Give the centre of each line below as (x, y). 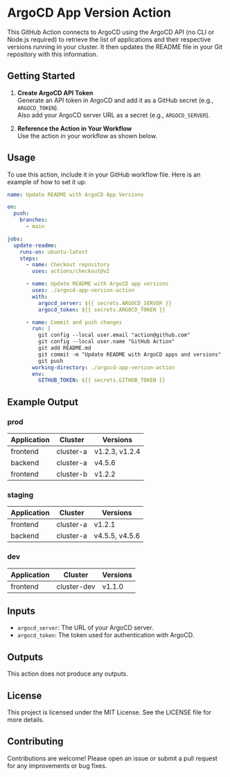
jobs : (15, 239)
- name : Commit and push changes (74, 322)
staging (20, 495)
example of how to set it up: (47, 181)
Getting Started (41, 76)
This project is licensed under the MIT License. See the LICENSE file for (109, 712)
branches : (34, 220)
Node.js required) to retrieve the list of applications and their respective (109, 39)
